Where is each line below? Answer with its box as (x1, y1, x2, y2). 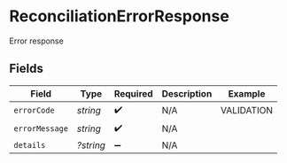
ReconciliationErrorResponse (9, 6, 230, 27)
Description (161, 87, 213, 99)
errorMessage (13, 124, 69, 134)
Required (113, 87, 153, 99)
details (13, 140, 46, 150)
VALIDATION (220, 105, 273, 117)
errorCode (13, 105, 55, 116)
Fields (9, 61, 44, 76)
